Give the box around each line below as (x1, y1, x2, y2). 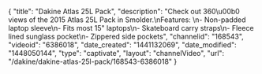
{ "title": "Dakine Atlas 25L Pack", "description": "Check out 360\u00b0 (8, 7, 241, 16)
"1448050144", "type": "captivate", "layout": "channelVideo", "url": (8, 49, 225, 57)
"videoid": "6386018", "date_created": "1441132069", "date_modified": (8, 40, 237, 50)
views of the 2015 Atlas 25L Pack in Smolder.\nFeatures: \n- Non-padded (8, 15, 246, 24)
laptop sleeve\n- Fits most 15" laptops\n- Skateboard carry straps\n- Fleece (8, 24, 254, 32)
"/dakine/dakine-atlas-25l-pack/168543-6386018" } (8, 57, 178, 66)
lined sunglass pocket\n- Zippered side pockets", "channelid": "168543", (8, 31, 245, 41)
